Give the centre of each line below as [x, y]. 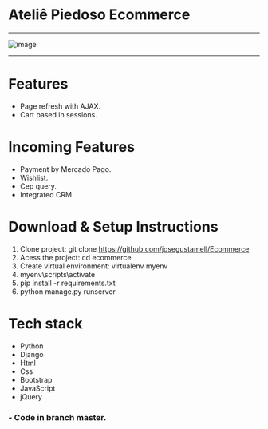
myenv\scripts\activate [57, 274]
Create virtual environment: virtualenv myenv [94, 266]
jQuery [31, 396]
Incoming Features [72, 147]
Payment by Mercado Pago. [65, 169]
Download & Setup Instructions [113, 227]
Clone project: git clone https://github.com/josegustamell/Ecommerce [134, 248]
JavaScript [37, 388]
